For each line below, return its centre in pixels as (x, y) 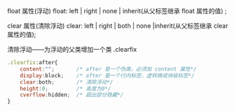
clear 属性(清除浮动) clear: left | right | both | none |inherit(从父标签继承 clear (118, 26)
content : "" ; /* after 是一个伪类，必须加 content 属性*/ (108, 69)
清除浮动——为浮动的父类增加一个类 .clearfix (72, 49)
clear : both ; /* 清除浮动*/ (67, 82)
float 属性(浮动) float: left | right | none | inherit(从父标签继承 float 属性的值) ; (117, 11)
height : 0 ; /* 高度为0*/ (66, 89)
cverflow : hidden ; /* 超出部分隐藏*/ (72, 95)
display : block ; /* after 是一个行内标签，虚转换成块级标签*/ (107, 75)
